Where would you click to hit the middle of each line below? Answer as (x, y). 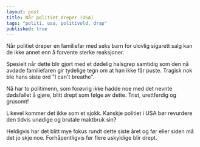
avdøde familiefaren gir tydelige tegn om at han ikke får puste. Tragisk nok (99, 71)
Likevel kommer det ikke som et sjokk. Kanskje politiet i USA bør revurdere (99, 113)
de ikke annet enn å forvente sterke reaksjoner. (65, 53)
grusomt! (18, 102)
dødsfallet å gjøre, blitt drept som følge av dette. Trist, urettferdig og (91, 95)
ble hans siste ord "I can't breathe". (50, 77)
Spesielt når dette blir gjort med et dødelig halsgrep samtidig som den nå (98, 64)
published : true (27, 29)
